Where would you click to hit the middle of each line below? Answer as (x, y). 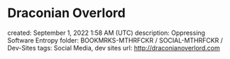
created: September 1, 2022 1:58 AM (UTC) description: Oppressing (106, 33)
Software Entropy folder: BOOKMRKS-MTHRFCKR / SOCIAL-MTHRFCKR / (115, 40)
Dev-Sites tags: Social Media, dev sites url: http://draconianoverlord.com (114, 48)
